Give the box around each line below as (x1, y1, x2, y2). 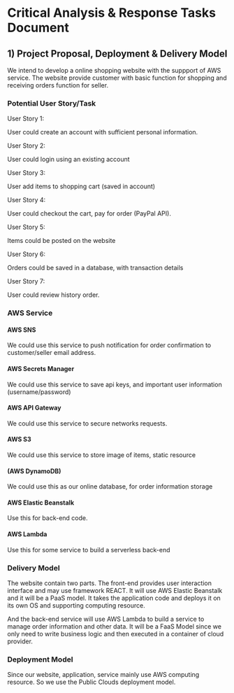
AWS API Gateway (7, 404, 61, 412)
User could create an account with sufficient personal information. (7, 128, 198, 136)
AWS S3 (7, 435, 31, 444)
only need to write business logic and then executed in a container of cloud (7, 629, 224, 638)
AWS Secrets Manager (7, 365, 75, 373)
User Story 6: (7, 250, 46, 258)
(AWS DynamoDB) (7, 467, 61, 475)
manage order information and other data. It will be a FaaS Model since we (7, 622, 222, 631)
